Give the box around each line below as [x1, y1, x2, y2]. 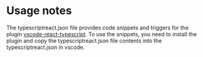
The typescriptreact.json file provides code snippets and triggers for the [6, 24, 189, 31]
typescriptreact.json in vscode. [6, 44, 85, 51]
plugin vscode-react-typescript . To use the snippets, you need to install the [6, 30, 197, 37]
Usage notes [6, 4, 72, 18]
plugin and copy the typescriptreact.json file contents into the [6, 37, 163, 44]
